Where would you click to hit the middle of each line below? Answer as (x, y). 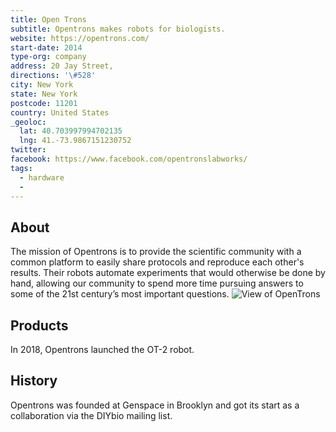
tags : (21, 168)
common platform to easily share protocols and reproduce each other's (157, 262)
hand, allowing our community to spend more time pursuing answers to (157, 283)
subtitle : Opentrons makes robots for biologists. (118, 29)
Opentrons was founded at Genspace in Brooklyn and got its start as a (155, 405)
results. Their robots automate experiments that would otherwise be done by (168, 273)
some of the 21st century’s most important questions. (120, 294)
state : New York (44, 94)
